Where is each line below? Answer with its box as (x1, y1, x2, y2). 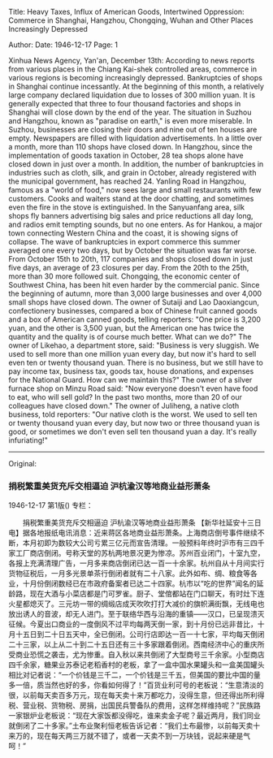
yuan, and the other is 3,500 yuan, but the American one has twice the (8, 323, 245, 332)
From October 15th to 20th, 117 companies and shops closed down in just (8, 254, 253, 263)
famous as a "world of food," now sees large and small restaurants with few (8, 185, 262, 194)
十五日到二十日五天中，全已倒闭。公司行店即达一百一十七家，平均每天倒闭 (15, 630, 265, 639)
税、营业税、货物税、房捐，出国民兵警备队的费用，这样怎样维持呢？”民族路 (8, 700, 262, 710)
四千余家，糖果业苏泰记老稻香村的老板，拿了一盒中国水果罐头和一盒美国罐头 (8, 660, 265, 669)
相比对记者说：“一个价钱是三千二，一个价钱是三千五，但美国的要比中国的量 (8, 670, 262, 680)
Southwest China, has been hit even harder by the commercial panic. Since (8, 280, 260, 289)
